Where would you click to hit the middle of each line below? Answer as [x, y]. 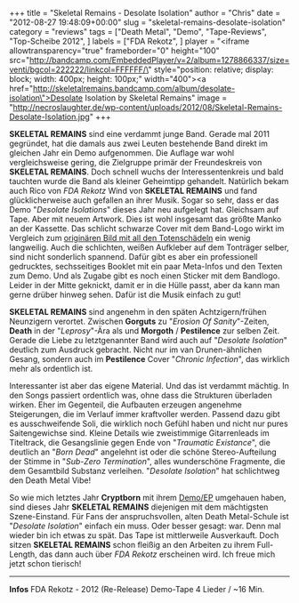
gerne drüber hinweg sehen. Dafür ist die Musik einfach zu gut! [125, 294]
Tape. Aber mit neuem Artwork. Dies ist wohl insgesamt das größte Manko [145, 219]
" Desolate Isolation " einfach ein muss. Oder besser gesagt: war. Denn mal [145, 526]
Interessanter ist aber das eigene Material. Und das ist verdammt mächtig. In [149, 386]
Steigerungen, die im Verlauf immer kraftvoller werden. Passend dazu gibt [145, 414]
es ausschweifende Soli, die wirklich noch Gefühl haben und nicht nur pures [149, 423]
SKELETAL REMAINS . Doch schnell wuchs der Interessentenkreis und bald [146, 172]
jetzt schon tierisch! [45, 563]
